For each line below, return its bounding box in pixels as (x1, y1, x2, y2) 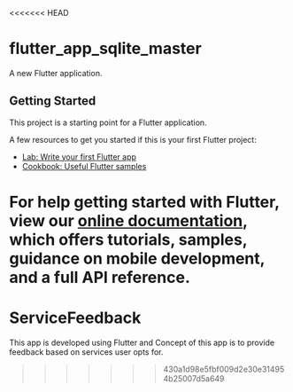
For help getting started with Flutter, (9, 192, 280, 212)
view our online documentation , (9, 210, 248, 231)
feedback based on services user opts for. (9, 346, 164, 357)
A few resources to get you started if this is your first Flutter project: (9, 134, 257, 145)
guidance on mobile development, (9, 248, 266, 269)
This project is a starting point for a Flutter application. (9, 117, 207, 128)
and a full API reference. (9, 267, 190, 287)
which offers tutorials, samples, (9, 230, 248, 249)
